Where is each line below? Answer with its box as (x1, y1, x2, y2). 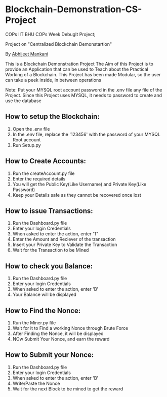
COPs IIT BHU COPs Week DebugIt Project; (5, 31, 96, 37)
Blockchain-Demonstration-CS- (5, 4, 142, 15)
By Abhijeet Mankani (5, 51, 49, 57)
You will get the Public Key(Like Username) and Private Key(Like (12, 181, 147, 187)
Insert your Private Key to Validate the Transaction (12, 241, 117, 248)
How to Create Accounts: (5, 157, 87, 166)
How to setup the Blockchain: (5, 112, 100, 121)
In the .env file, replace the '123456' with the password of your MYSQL (12, 131, 161, 137)
